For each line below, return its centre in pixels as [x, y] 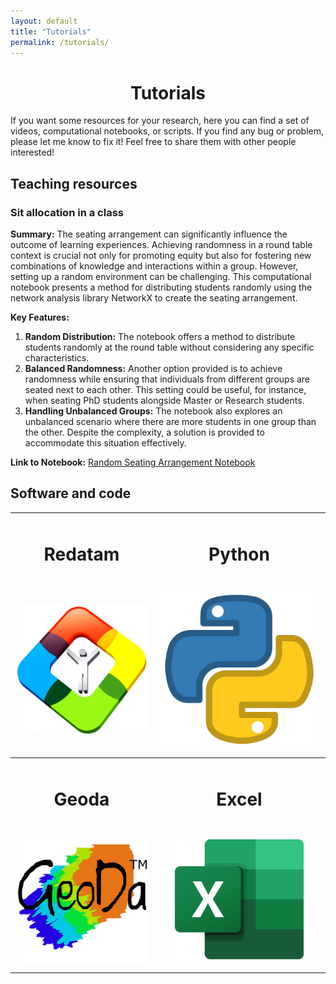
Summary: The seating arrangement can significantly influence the [149, 234]
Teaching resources [74, 183]
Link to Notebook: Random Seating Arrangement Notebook [133, 462]
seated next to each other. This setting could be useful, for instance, [165, 389]
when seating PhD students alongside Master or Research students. [164, 400]
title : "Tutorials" [51, 31]
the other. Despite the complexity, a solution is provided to [144, 432]
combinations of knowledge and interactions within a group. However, [154, 266]
